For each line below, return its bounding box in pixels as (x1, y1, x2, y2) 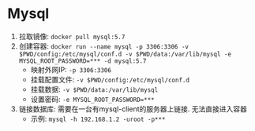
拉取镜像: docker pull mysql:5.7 (18, 31, 126, 41)
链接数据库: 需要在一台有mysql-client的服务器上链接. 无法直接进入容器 (18, 104, 248, 114)
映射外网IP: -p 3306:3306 (30, 64, 112, 75)
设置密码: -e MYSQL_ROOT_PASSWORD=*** (30, 94, 155, 104)
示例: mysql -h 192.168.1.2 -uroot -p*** (30, 114, 166, 123)
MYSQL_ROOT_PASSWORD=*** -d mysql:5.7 (18, 56, 147, 65)
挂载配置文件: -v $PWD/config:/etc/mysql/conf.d (30, 75, 190, 84)
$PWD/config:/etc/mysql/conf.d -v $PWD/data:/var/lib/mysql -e (18, 50, 232, 58)
